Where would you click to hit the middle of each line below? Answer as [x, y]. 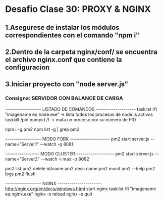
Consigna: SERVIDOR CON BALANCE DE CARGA [64, 99]
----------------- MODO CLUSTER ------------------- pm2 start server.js [79, 153]
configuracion [27, 67]
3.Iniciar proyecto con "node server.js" [67, 84]
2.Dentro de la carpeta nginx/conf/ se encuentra [81, 52]
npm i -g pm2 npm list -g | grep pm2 [42, 129]
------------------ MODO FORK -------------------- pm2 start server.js [77, 139]
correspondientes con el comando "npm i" [72, 35]
